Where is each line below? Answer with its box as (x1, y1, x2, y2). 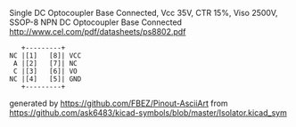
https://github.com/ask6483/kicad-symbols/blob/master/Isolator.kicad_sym (9, 107, 287, 118)
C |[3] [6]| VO (12, 67, 78, 75)
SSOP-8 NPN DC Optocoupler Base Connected (9, 17, 183, 28)
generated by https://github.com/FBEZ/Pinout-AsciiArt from (9, 98, 229, 108)
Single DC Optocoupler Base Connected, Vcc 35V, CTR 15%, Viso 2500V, (9, 8, 278, 18)
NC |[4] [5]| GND (9, 75, 82, 83)
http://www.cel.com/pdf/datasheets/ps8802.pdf (9, 27, 186, 36)
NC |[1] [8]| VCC (9, 52, 82, 60)
